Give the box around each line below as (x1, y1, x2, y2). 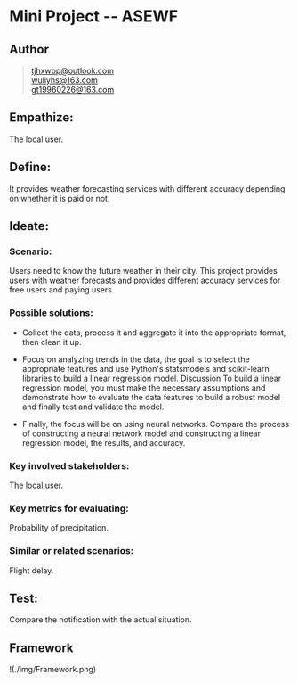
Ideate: (9, 218, 50, 234)
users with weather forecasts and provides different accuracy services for (9, 275, 281, 286)
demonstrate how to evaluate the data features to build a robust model (21, 391, 281, 402)
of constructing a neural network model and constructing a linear (21, 428, 261, 439)
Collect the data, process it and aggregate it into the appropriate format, (21, 327, 286, 338)
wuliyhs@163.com (30, 75, 98, 86)
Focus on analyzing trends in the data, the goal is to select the (21, 354, 251, 365)
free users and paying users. (9, 284, 115, 295)
